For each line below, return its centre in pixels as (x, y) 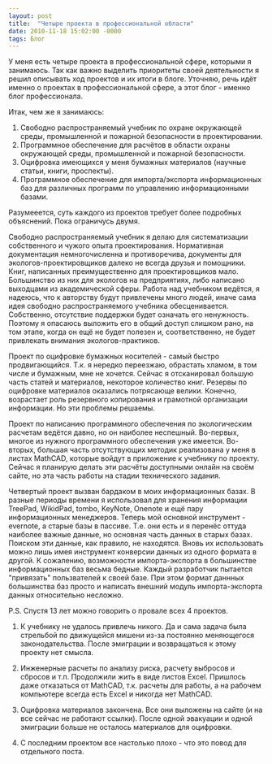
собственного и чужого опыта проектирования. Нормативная (116, 245)
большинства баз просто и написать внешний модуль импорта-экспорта (136, 587)
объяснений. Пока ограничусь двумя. (74, 221)
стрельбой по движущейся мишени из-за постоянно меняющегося (137, 636)
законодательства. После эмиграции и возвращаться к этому (128, 644)
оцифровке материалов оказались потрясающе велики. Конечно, (123, 391)
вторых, (22, 450)
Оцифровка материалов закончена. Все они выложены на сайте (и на (141, 710)
